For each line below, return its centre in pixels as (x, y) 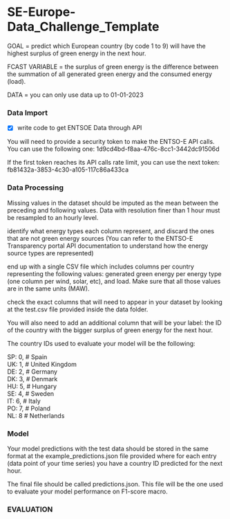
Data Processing (36, 188)
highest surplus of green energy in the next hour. (77, 53)
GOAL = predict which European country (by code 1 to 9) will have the (106, 46)
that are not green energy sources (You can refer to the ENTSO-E (100, 238)
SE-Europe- (41, 12)
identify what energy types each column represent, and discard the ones (111, 231)
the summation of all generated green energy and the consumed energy (110, 74)
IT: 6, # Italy (24, 401)
